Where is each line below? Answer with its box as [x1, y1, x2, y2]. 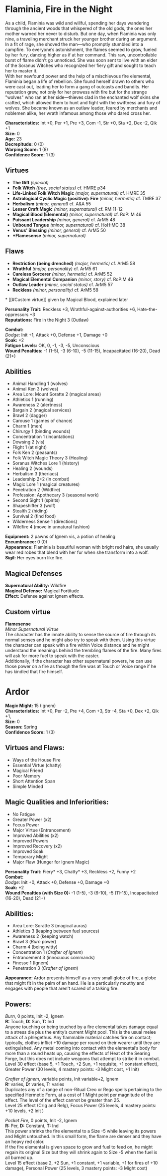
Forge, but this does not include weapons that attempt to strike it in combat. [5, 1056, 161, 1062]
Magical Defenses [5, 569, 63, 578]
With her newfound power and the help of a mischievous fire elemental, [5, 73, 152, 79]
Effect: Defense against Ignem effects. [5, 593, 84, 599]
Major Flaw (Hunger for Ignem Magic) [12, 859, 90, 865]
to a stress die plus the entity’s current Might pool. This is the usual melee [5, 1029, 156, 1035]
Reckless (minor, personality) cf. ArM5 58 [12, 287, 98, 293]
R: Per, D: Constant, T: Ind [5, 1123, 59, 1129]
